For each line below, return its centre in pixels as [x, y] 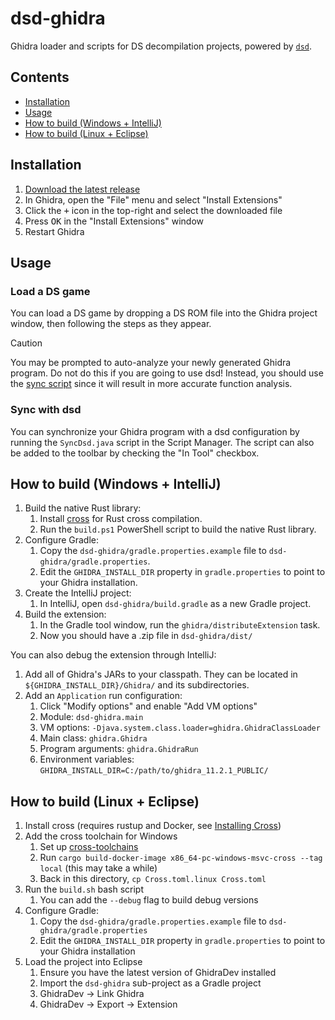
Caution [26, 343]
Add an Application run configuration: [103, 696]
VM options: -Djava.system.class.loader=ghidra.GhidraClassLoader [180, 728]
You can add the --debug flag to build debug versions [149, 900]
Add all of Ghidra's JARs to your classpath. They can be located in [161, 674]
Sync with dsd [46, 410]
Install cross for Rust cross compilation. [121, 519]
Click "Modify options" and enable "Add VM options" [148, 706]
